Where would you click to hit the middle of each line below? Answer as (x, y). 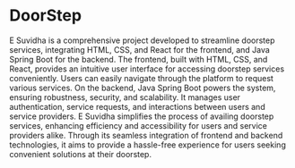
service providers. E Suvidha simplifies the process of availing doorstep (142, 116)
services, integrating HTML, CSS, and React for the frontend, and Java (140, 49)
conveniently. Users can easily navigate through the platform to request (141, 78)
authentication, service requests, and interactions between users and (138, 106)
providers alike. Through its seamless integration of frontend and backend (146, 135)
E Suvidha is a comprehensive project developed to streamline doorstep (142, 40)
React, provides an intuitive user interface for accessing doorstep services (147, 69)
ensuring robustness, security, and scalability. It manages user (125, 97)
